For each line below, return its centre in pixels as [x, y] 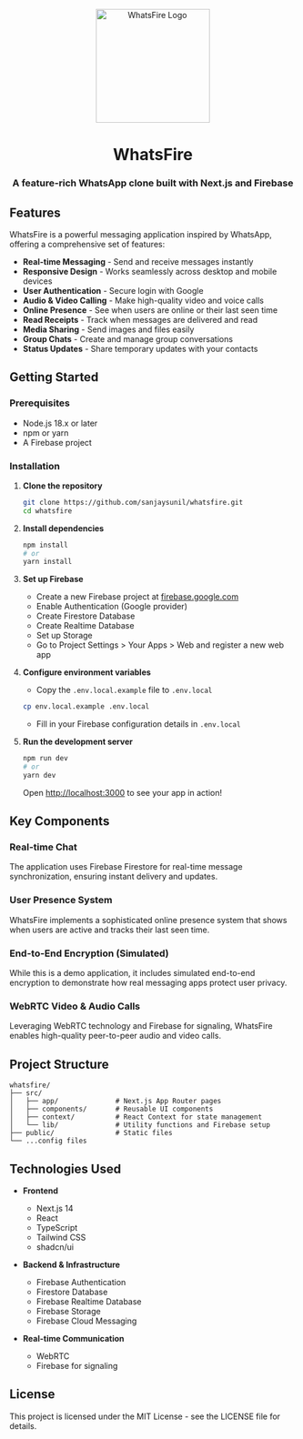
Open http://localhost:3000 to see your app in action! [122, 792]
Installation [35, 466]
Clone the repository [62, 486]
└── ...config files [49, 1141]
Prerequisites [40, 403]
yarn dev [39, 775]
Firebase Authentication [81, 1282]
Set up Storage [64, 636]
